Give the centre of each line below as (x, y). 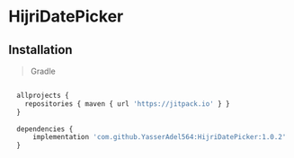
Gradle (43, 71)
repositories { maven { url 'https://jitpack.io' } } (127, 104)
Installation (40, 50)
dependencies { (45, 129)
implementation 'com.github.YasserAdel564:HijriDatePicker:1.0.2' (159, 137)
